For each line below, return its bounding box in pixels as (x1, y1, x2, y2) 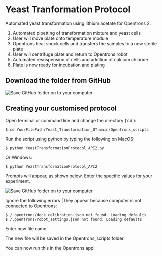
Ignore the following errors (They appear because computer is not (5, 197, 142, 203)
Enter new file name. (5, 225, 48, 231)
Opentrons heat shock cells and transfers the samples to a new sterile (12, 40, 157, 46)
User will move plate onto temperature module (12, 35, 109, 41)
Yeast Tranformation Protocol (5, 4, 131, 15)
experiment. (5, 178, 30, 184)
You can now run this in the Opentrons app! (5, 245, 95, 251)
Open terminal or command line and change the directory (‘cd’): (5, 117, 137, 123)
